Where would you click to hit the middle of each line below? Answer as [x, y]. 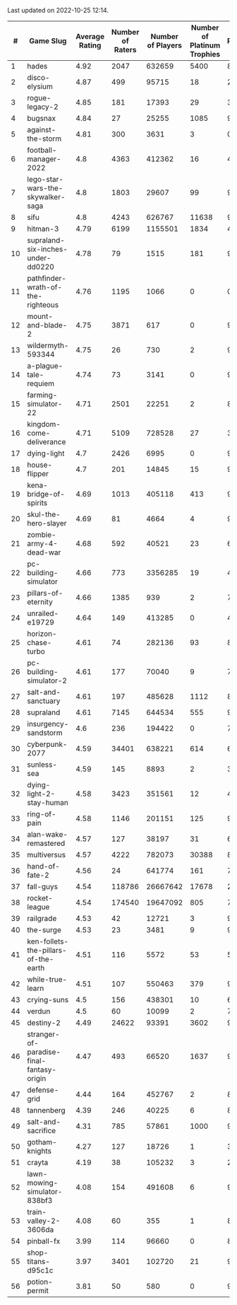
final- [37, 1061]
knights [39, 1151]
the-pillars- [47, 950]
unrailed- [43, 613]
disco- [38, 77]
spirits [37, 503]
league [38, 907]
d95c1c [40, 1270]
